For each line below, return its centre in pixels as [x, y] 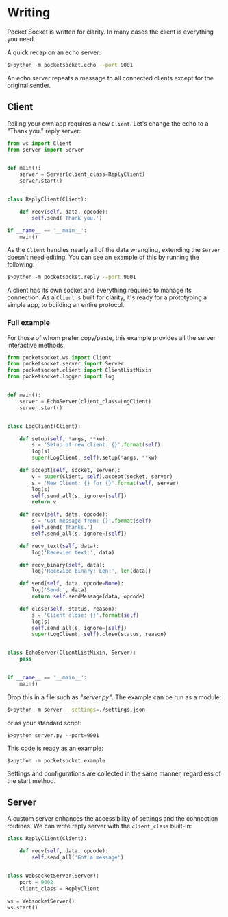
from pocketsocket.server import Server [66, 364]
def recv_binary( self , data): [63, 565]
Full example [28, 323]
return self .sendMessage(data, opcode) [89, 597]
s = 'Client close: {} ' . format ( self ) [85, 615]
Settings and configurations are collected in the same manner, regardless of [114, 773]
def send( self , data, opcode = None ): [72, 584]
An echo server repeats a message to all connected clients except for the [111, 78]
